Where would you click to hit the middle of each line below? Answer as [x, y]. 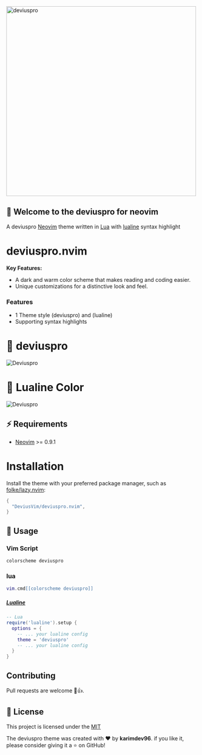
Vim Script [22, 548]
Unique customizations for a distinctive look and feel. [81, 286]
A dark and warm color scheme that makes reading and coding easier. [103, 279]
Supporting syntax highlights [51, 322]
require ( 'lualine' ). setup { [42, 623]
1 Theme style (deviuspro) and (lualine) [64, 315]
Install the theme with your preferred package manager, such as [86, 483]
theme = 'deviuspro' [43, 640]
